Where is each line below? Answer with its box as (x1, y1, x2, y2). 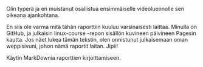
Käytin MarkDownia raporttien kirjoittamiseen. (6, 54, 122, 61)
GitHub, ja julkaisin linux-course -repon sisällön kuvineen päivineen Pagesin (6, 30, 196, 37)
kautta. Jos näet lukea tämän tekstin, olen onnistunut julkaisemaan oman (6, 36, 188, 43)
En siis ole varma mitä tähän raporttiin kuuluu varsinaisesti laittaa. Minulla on (6, 24, 198, 30)
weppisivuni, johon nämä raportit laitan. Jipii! (6, 42, 119, 49)
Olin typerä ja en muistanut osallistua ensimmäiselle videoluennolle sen (6, 5, 184, 12)
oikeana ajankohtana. (6, 11, 60, 19)
